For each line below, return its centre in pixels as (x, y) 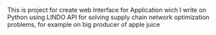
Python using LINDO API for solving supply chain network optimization (108, 17)
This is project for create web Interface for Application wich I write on (107, 10)
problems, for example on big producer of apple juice (84, 24)
